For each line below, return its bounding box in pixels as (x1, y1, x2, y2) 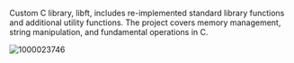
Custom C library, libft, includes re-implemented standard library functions (9, 8, 285, 18)
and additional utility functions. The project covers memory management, (9, 17, 281, 28)
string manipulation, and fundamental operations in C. (9, 27, 209, 37)
